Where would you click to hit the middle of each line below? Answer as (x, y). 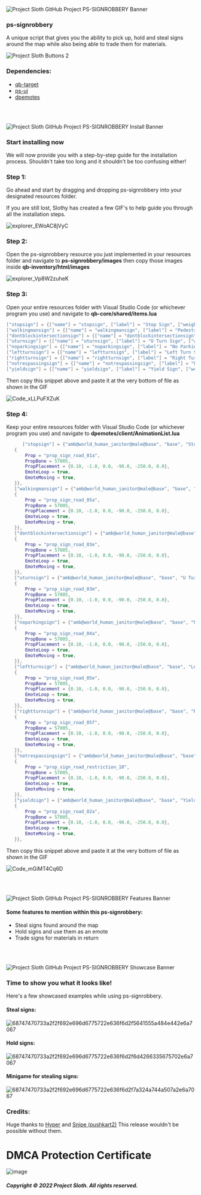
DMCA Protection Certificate (79, 1155)
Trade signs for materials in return (57, 938)
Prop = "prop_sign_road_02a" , (63, 811)
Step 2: (17, 241)
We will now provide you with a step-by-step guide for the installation (92, 155)
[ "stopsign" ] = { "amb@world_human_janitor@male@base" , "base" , (103, 444)
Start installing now (35, 142)
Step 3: (17, 294)
